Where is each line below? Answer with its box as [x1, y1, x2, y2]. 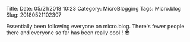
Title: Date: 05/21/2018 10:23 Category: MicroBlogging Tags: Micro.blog [6, 5, 181, 12]
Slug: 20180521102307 [6, 11, 62, 18]
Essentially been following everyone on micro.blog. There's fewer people [6, 23, 185, 30]
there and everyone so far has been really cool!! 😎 [6, 29, 131, 36]
